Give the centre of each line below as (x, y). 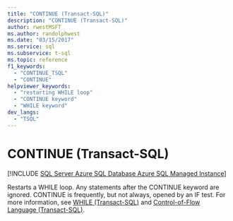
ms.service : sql (31, 47)
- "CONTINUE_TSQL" (41, 73)
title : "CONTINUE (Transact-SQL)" (58, 14)
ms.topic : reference (38, 60)
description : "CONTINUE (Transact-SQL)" (68, 20)
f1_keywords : (26, 66)
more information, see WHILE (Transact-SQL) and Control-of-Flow (104, 202)
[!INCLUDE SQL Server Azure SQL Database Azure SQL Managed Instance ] (117, 173)
